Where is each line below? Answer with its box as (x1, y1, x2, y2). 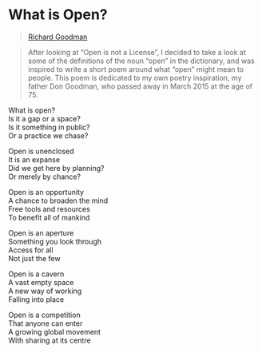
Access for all (8, 245, 54, 255)
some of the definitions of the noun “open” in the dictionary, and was (27, 56, 255, 65)
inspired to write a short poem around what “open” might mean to (27, 64, 244, 73)
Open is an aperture (8, 228, 74, 237)
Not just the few (8, 253, 62, 263)
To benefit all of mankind (8, 212, 90, 222)
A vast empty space (8, 277, 74, 287)
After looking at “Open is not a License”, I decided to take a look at (27, 47, 246, 57)
